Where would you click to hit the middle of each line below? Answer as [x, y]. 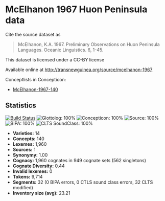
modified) [23, 187]
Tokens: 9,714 [28, 176]
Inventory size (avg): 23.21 [41, 193]
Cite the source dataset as [33, 34]
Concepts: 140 [28, 139]
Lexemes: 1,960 [30, 144]
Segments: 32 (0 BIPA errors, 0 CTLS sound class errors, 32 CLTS [83, 182]
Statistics [21, 106]
